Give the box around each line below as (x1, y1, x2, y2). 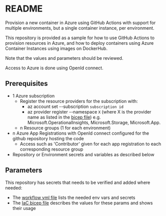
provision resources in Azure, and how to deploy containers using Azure (5, 40, 154, 46)
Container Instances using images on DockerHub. (5, 45, 107, 51)
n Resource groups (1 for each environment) (19, 125, 111, 131)
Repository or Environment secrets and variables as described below (12, 151, 154, 157)
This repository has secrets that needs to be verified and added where (5, 179, 150, 185)
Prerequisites (5, 79, 48, 88)
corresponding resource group (19, 146, 83, 152)
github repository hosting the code (12, 135, 84, 141)
